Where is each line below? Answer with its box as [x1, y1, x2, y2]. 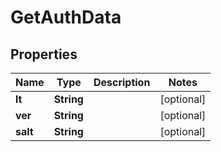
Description [93, 76, 151, 89]
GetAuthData [10, 6, 122, 29]
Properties [10, 46, 78, 63]
